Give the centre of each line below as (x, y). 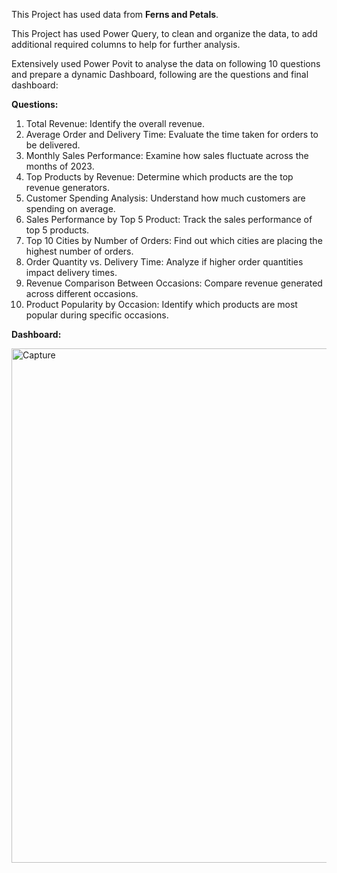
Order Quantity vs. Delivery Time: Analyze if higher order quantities (164, 262)
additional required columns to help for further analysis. (126, 44)
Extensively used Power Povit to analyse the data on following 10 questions (166, 63)
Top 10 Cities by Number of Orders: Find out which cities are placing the (174, 240)
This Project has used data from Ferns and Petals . (115, 14)
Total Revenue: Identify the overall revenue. (115, 123)
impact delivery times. (71, 272)
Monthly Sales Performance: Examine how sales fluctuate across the (167, 155)
